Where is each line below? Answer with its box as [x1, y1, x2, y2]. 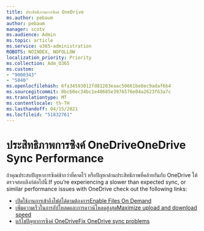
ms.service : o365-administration [6, 44, 92, 50]
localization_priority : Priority [6, 55, 92, 61]
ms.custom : [6, 66, 34, 72]
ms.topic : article [6, 37, 53, 44]
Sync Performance [6, 151, 104, 165]
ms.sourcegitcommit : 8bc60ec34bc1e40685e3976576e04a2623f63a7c [6, 89, 172, 95]
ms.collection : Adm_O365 [6, 60, 70, 66]
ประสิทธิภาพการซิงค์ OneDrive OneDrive [6, 138, 186, 152]
